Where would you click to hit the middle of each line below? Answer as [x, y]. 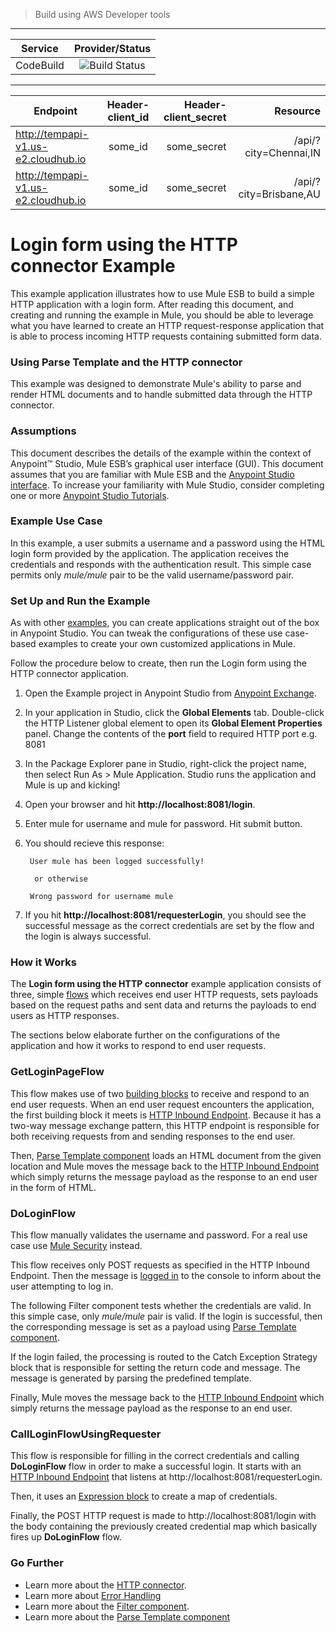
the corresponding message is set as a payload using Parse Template [153, 1327]
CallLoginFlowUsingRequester [86, 1434]
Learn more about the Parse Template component [127, 1616]
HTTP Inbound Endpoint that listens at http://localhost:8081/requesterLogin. [166, 1477]
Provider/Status [112, 48]
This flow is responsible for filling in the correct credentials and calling [155, 1456]
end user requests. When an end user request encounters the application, [162, 1104]
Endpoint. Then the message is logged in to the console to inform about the [166, 1276]
